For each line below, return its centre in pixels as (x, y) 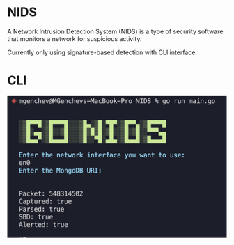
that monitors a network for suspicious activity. (75, 38)
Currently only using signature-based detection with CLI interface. (102, 52)
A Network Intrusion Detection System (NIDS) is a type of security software (115, 31)
